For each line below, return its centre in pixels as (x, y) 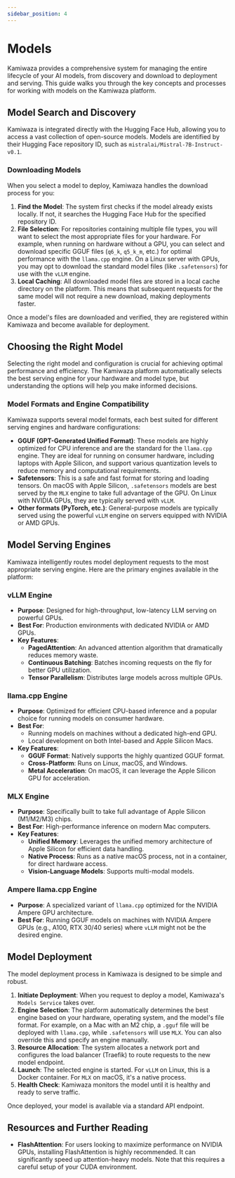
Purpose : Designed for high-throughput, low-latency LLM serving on (117, 610)
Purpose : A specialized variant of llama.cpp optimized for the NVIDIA (117, 905)
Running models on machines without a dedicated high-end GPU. (122, 733)
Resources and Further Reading (78, 1128)
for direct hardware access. (68, 864)
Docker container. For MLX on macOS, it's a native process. (102, 1077)
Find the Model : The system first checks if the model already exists (115, 206)
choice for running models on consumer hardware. (91, 718)
